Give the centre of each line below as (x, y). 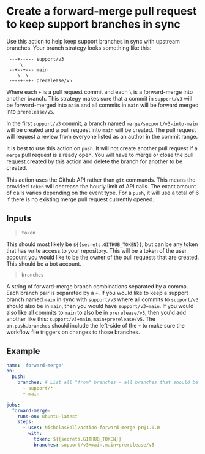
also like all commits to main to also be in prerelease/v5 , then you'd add (96, 312)
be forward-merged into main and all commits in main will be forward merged (102, 105)
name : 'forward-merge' (35, 365)
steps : (26, 422)
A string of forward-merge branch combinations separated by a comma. (97, 286)
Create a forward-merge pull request (102, 11)
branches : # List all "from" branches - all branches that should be (108, 383)
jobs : (13, 405)
